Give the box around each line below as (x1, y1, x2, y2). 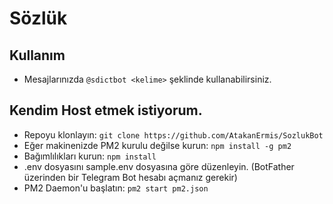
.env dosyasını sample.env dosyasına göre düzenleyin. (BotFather (23, 160, 295, 172)
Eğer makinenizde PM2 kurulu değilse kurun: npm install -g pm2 (23, 139, 292, 151)
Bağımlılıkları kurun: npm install (23, 150, 157, 162)
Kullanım (9, 47, 66, 64)
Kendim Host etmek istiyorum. (9, 102, 203, 119)
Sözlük (9, 7, 68, 30)
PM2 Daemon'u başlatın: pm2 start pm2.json (23, 182, 209, 194)
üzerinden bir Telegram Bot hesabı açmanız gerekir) (23, 171, 238, 183)
